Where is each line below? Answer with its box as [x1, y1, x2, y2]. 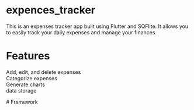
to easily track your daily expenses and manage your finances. [6, 29, 157, 36]
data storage [6, 87, 37, 94]
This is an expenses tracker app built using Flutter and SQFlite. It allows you [6, 23, 189, 30]
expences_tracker [6, 3, 95, 17]
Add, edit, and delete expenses [6, 68, 81, 76]
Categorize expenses [6, 74, 57, 81]
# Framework [6, 98, 38, 105]
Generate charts [6, 81, 46, 88]
